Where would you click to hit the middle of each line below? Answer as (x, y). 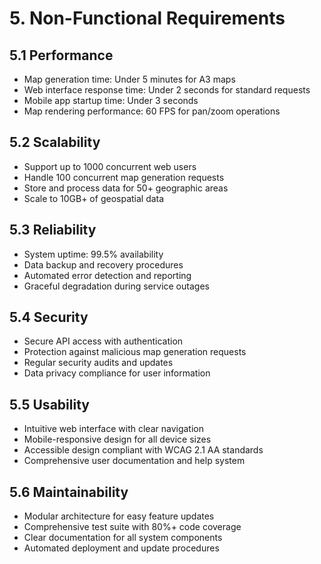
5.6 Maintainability (69, 492)
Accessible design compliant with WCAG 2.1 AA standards (143, 450)
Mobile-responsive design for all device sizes (117, 439)
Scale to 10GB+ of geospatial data (94, 198)
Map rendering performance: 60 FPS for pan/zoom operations (152, 111)
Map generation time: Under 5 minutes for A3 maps (129, 79)
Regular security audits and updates (98, 363)
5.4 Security (49, 317)
